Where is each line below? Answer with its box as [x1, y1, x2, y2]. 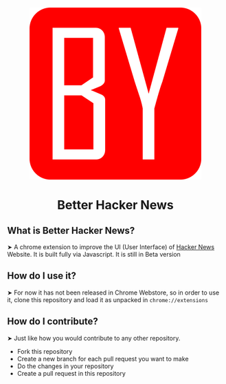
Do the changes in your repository [16, 362, 114, 370]
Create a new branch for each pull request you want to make [16, 354, 189, 363]
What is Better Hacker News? [7, 224, 135, 236]
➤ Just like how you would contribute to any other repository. [7, 334, 181, 342]
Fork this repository [16, 347, 73, 355]
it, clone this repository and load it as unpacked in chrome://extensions [7, 295, 208, 303]
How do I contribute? [7, 316, 98, 328]
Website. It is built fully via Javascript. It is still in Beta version [7, 250, 181, 258]
